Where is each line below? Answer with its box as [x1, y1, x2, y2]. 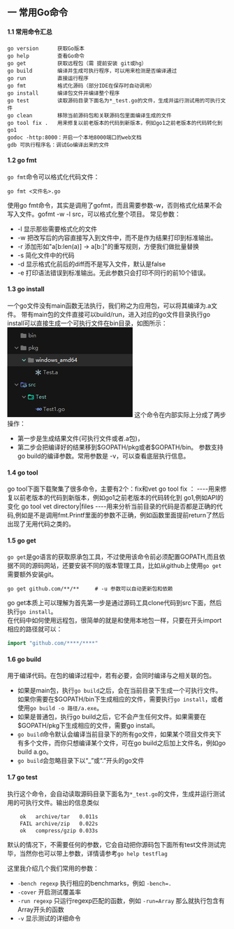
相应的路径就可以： [7, 625, 63, 633]
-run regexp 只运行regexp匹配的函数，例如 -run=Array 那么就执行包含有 [17, 896, 225, 904]
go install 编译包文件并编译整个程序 [7, 90, 120, 97]
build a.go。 [17, 747, 52, 756]
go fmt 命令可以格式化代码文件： [7, 172, 100, 181]
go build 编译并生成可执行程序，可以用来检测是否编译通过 [7, 67, 177, 74]
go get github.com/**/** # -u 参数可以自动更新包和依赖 [7, 585, 173, 592]
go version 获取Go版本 [7, 45, 85, 52]
